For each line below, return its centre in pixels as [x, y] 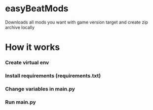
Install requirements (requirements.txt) [53, 76]
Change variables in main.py [40, 89]
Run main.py [20, 102]
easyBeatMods [37, 9]
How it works [33, 47]
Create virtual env [27, 63]
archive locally [20, 27]
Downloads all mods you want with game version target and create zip [76, 22]
